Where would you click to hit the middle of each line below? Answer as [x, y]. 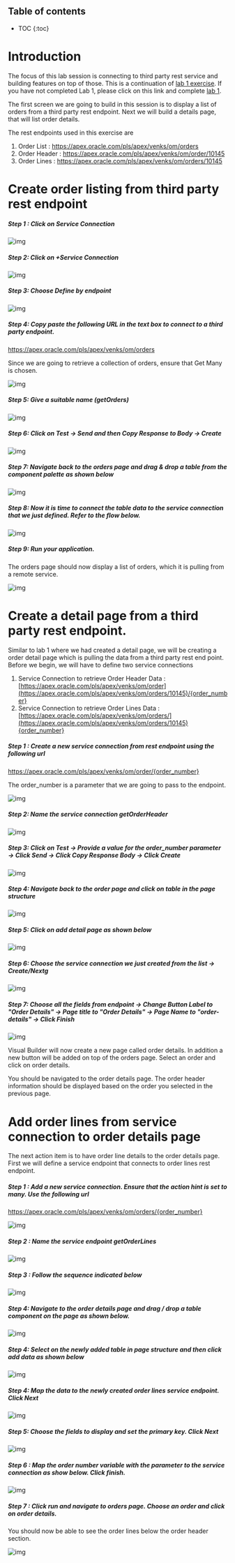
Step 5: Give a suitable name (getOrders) [69, 400]
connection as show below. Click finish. [67, 1472]
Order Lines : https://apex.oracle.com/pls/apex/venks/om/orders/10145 [120, 161]
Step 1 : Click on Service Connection [61, 223]
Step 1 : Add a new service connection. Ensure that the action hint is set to [117, 1187]
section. [20, 1539]
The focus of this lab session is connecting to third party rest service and [113, 75]
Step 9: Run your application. [51, 549]
